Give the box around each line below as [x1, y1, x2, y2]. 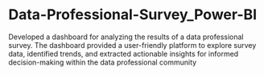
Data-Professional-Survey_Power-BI [8, 6, 258, 24]
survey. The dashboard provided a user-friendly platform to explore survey [8, 40, 257, 49]
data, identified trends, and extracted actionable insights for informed [8, 49, 239, 58]
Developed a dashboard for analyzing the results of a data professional [8, 32, 244, 41]
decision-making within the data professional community [8, 57, 197, 67]
